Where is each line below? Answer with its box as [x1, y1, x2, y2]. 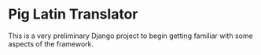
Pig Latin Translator [8, 5, 138, 23]
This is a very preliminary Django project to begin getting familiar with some [8, 31, 253, 40]
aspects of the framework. [8, 39, 94, 48]
